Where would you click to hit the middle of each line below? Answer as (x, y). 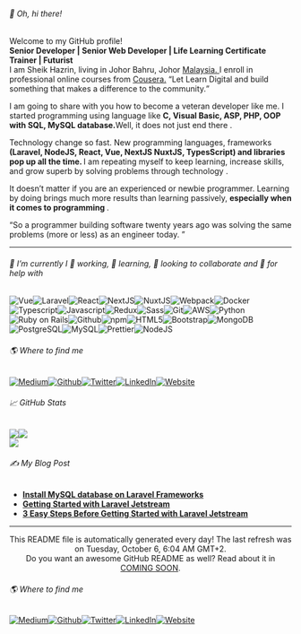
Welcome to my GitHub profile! (66, 41)
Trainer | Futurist (41, 60)
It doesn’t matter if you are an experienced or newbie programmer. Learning (149, 188)
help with (26, 273)
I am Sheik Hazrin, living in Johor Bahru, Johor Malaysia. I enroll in (131, 70)
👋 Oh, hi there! (36, 13)
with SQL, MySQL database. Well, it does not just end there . (121, 126)
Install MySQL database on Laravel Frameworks (113, 495)
